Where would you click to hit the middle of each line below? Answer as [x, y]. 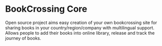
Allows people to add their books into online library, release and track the [80, 33]
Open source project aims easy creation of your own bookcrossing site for [81, 23]
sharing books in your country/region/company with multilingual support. [80, 27]
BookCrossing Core [46, 9]
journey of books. [23, 38]
